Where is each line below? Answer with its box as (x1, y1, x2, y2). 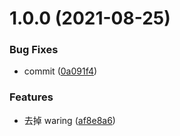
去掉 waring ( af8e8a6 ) (23, 114, 116, 126)
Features (9, 90, 54, 104)
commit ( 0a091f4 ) (23, 65, 98, 77)
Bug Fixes (9, 43, 59, 57)
